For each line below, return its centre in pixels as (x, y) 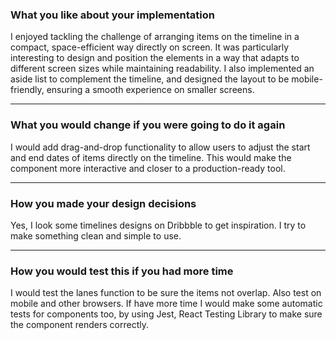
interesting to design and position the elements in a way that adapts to (155, 58)
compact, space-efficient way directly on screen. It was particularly (150, 47)
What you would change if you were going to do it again (148, 125)
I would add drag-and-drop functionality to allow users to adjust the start (160, 147)
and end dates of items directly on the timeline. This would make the (151, 157)
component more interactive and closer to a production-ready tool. (148, 168)
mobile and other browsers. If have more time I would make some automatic (166, 304)
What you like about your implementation (112, 15)
